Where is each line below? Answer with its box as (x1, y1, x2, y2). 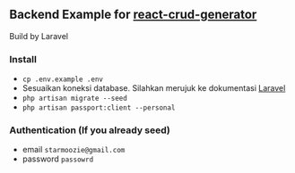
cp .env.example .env (22, 75, 103, 84)
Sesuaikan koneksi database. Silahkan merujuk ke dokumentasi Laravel (22, 83, 286, 94)
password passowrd (22, 153, 94, 164)
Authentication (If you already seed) (9, 124, 170, 136)
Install (9, 53, 38, 65)
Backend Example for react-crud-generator (9, 7, 257, 22)
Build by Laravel (9, 30, 69, 41)
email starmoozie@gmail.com (22, 144, 126, 155)
